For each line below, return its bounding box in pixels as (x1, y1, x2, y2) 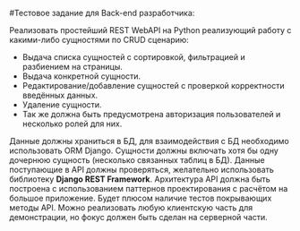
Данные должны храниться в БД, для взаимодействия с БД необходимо (9, 136, 289, 146)
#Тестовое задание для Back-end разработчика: (9, 8, 195, 18)
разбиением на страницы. (21, 62, 123, 72)
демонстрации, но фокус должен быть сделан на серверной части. (9, 212, 269, 222)
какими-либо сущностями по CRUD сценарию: (9, 35, 190, 45)
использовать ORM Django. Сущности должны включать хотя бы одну (9, 145, 279, 156)
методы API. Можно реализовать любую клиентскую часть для (9, 202, 253, 213)
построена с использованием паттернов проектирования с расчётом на (9, 184, 288, 193)
